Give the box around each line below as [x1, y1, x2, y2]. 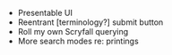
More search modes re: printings [17, 35, 139, 46]
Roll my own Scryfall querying [17, 27, 129, 36]
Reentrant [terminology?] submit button [17, 17, 164, 27]
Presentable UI [17, 8, 73, 18]
